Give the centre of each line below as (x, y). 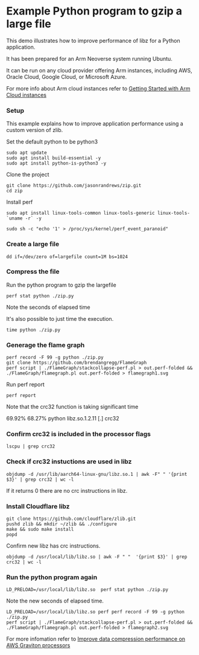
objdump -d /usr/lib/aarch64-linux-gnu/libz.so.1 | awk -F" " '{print (97, 474)
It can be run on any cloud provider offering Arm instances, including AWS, (99, 70)
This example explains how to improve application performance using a (95, 124)
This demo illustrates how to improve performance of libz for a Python (93, 40)
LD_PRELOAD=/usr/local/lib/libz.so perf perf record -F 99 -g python (96, 612)
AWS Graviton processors (38, 645)
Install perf (20, 202)
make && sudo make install (40, 530)
